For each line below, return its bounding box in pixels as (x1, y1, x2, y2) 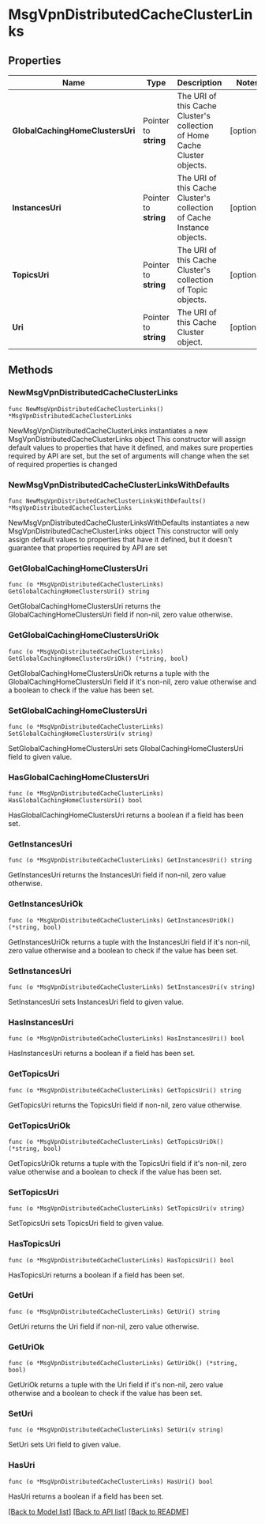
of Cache (177, 212, 211, 223)
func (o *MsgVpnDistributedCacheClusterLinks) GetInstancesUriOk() (8, 916, 235, 924)
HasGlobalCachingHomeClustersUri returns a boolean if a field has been (8, 810, 244, 820)
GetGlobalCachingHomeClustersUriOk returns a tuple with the (8, 668, 210, 677)
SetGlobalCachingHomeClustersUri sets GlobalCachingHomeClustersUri (8, 743, 244, 753)
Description (177, 77, 222, 88)
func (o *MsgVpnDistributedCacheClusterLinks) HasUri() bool (8, 1477, 214, 1485)
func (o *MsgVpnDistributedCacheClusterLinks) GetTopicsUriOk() (8, 1137, 224, 1145)
